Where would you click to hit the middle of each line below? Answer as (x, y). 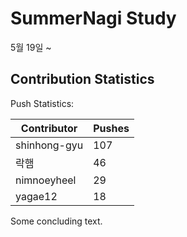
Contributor (49, 128)
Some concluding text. (56, 221)
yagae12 (36, 196)
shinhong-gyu (49, 145)
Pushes (111, 128)
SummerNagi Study (93, 18)
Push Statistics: (42, 103)
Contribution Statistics (82, 79)
